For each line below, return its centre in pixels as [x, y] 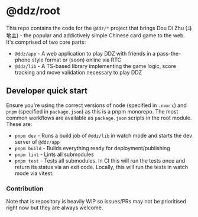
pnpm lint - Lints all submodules [54, 154]
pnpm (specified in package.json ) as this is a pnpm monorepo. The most [92, 111]
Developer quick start [47, 91]
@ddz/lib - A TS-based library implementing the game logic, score [95, 66]
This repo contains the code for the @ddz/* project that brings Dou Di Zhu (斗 [99, 28]
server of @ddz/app [37, 142]
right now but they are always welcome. [55, 208]
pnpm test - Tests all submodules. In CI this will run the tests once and [100, 160]
